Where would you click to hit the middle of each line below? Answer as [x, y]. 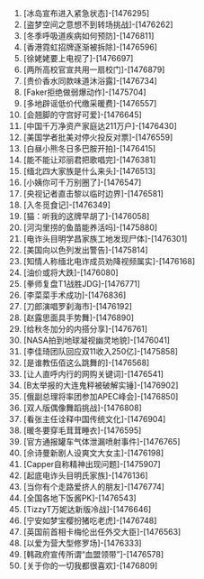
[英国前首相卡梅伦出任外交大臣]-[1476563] [102, 532]
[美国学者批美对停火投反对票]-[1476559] [98, 137]
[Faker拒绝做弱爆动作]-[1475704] [84, 92]
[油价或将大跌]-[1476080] [71, 272]
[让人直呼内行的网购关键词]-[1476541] [93, 374]
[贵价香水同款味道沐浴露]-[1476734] [90, 81]
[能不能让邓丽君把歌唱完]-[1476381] [89, 160]
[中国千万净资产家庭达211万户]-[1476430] [100, 126]
